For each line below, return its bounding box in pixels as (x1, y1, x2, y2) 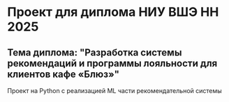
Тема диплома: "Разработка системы (7, 46, 182, 58)
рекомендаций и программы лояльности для (7, 57, 218, 69)
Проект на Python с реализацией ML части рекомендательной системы (7, 87, 222, 94)
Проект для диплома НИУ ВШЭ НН (7, 4, 219, 20)
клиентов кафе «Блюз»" (7, 68, 120, 80)
